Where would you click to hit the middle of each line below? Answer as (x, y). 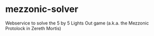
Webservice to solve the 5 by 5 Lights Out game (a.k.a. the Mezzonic (77, 23)
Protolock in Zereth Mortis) (33, 28)
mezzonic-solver (42, 9)
